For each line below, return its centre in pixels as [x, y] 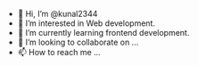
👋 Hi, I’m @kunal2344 [58, 14]
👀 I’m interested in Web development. [87, 23]
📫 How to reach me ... [59, 52]
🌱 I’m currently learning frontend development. [103, 33]
